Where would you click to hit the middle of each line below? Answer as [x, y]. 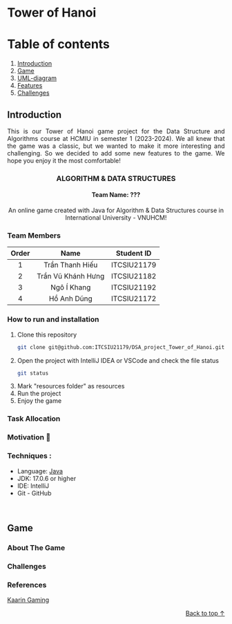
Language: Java [40, 471]
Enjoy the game [39, 401]
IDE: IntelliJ [33, 486]
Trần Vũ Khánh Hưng [71, 276]
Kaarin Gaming [28, 600]
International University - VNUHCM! [116, 218]
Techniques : [29, 456]
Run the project [39, 394]
